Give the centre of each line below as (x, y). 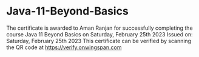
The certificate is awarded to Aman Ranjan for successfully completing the (99, 28)
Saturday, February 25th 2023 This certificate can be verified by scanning (99, 41)
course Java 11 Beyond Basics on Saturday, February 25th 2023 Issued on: (99, 34)
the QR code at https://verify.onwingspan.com (64, 47)
